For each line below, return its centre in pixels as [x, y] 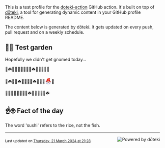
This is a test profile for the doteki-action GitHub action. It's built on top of [80, 7]
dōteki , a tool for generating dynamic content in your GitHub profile [73, 12]
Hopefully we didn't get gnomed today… [46, 59]
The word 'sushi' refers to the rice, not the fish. [53, 125]
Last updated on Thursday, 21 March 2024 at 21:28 [48, 141]
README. [15, 17]
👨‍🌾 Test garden [29, 48]
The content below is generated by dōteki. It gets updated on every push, [79, 27]
